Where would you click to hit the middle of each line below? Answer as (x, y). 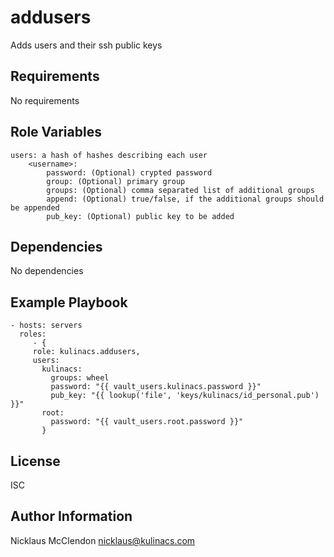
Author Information (71, 516)
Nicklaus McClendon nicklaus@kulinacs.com (103, 540)
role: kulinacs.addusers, (86, 352)
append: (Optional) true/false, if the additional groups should (185, 199)
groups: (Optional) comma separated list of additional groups (180, 190)
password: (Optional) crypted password (129, 172)
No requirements (45, 100)
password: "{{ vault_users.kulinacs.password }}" (156, 387)
